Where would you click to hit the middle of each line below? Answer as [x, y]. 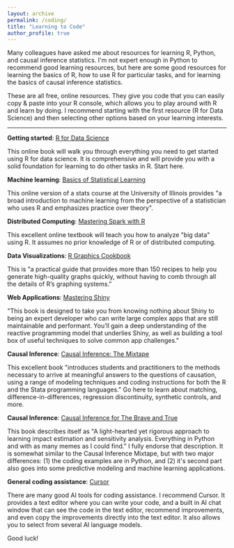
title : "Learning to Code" [46, 26]
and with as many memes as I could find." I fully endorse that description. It [115, 446]
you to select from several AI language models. [75, 525]
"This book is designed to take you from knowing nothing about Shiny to [111, 311]
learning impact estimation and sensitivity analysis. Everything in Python [111, 439]
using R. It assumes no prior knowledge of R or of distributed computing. [111, 242]
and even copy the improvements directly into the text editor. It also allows [114, 517]
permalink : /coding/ [37, 20]
